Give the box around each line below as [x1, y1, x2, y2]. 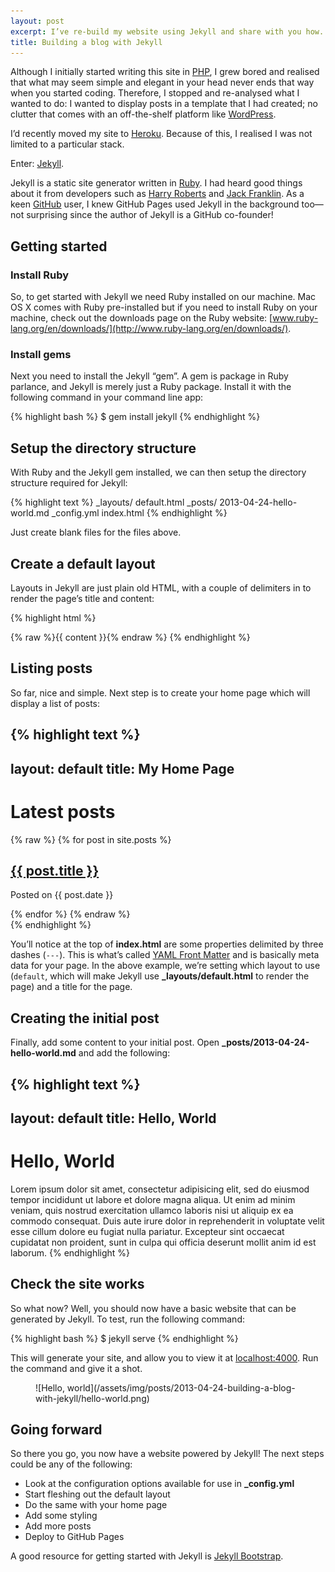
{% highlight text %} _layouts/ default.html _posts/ [10, 496, 218, 509]
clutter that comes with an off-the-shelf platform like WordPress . [10, 108, 277, 120]
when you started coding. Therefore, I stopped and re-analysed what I [10, 87, 300, 99]
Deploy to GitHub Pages [24, 1531, 125, 1543]
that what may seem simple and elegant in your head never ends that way [10, 76, 315, 89]
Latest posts [10, 800, 116, 823]
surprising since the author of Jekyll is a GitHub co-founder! [26, 209, 274, 221]
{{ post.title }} [10, 862, 100, 879]
